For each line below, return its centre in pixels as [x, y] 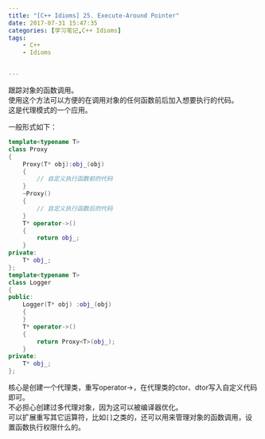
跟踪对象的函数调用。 [43, 90]
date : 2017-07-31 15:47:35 [53, 23]
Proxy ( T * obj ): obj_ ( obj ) [64, 164]
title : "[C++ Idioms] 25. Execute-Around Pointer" [94, 16]
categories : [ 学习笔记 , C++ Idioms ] [65, 30]
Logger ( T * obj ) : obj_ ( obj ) [67, 305]
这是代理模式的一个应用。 [50, 110]
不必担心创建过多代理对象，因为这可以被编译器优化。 [95, 407]
